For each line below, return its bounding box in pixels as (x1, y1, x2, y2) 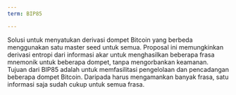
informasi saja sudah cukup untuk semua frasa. (7, 80, 145, 88)
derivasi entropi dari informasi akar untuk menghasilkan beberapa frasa (7, 50, 215, 59)
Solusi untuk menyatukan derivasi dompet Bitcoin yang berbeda (7, 36, 193, 44)
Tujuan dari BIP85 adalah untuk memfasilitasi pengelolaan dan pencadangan (7, 65, 229, 73)
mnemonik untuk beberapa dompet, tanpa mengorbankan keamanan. (7, 57, 209, 66)
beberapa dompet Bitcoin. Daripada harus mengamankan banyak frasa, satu (7, 73, 229, 81)
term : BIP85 (7, 10, 42, 17)
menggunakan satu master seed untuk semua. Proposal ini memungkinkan (7, 43, 224, 51)
